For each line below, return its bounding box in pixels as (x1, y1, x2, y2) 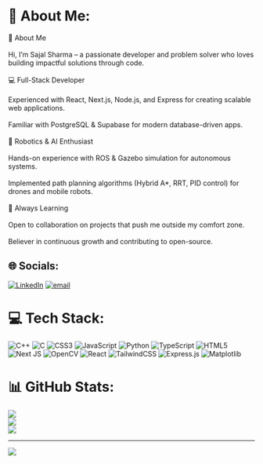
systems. (8, 161, 38, 171)
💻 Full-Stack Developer (8, 75, 85, 85)
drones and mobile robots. (8, 186, 93, 195)
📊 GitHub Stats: (8, 378, 115, 396)
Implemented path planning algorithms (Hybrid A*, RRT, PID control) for (8, 178, 240, 188)
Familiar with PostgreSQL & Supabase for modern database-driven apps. (8, 119, 243, 129)
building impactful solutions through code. (8, 58, 145, 68)
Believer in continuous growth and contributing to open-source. (8, 236, 213, 246)
